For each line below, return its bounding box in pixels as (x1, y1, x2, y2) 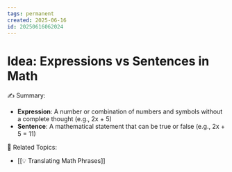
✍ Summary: (7, 91, 46, 100)
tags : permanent (7, 10, 54, 17)
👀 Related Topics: (7, 143, 58, 152)
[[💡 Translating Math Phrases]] (17, 157, 106, 165)
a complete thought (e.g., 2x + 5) (17, 115, 113, 123)
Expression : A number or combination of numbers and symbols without (17, 107, 223, 116)
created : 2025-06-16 (7, 17, 67, 24)
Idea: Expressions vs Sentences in (7, 53, 210, 69)
